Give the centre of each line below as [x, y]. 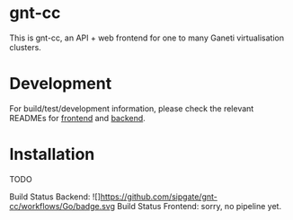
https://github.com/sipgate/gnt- [159, 197]
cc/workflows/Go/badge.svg [62, 206]
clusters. [26, 47]
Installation [52, 154]
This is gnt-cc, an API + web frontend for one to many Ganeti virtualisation [147, 38]
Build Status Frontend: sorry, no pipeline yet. [199, 206]
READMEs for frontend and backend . [77, 118]
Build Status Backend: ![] [55, 197]
